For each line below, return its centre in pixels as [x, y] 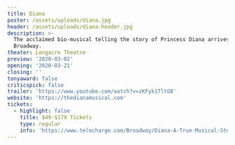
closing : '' [24, 72]
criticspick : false [36, 85]
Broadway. [28, 46]
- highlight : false [42, 111]
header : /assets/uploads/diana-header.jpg [70, 26]
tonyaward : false [33, 78]
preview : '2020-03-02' [40, 59]
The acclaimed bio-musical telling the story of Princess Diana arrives [122, 40]
